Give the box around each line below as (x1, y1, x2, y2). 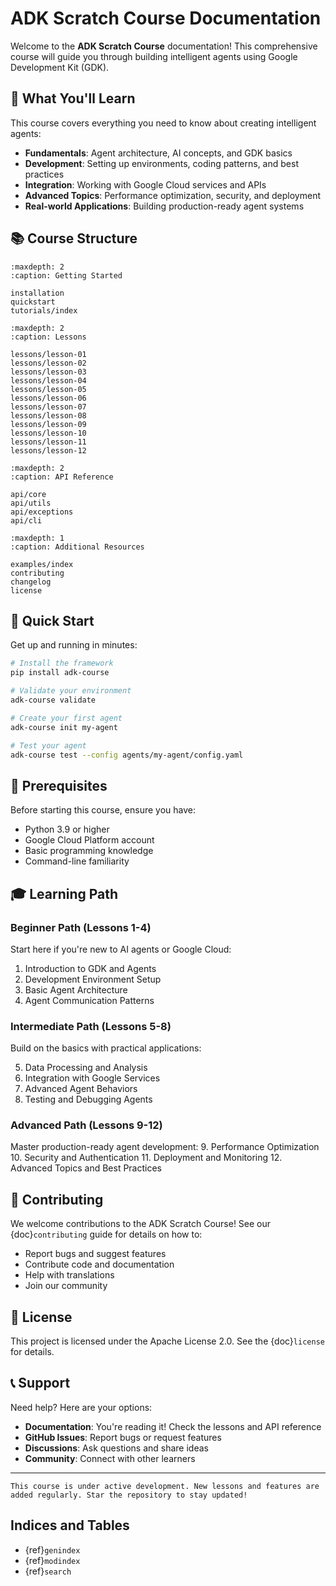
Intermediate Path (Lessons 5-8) (10, 1019, 172, 1033)
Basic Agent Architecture (24, 983, 128, 996)
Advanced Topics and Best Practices (10, 1162, 162, 1174)
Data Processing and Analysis (24, 1062, 148, 1074)
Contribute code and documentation (24, 1258, 175, 1271)
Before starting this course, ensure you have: (10, 804, 196, 816)
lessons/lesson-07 (10, 402, 87, 412)
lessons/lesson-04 (10, 375, 87, 386)
